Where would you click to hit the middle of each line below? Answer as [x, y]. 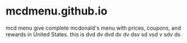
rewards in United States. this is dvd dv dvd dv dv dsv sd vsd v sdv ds [93, 34]
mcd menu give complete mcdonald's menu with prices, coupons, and [93, 28]
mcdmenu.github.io [57, 11]
